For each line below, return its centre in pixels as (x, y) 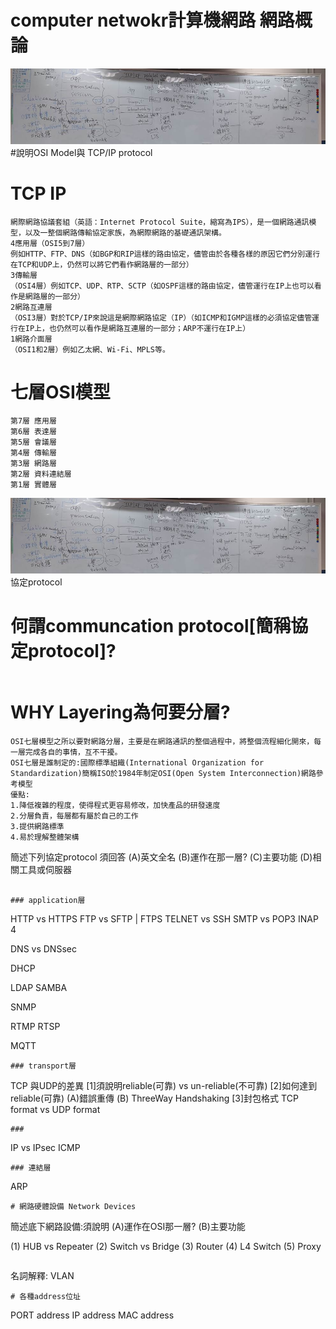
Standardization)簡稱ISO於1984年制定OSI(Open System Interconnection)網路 (163, 773)
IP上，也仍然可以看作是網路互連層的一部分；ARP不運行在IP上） (137, 328)
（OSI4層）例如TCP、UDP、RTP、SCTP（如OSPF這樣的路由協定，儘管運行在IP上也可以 (162, 286)
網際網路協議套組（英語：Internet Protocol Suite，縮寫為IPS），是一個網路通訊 (160, 222)
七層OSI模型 (60, 392)
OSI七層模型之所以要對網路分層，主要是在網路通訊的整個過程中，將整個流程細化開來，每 (166, 741)
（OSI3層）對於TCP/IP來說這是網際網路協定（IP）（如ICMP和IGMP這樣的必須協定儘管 (161, 317)
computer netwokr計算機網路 (133, 20)
